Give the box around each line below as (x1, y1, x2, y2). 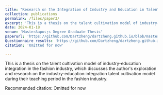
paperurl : (5, 34, 25, 39)
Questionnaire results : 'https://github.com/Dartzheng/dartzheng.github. (5, 39, 158, 43)
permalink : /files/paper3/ (5, 16, 60, 21)
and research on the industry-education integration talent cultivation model (5, 70, 155, 76)
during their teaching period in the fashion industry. (5, 76, 108, 81)
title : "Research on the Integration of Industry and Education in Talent (5, 7, 160, 12)
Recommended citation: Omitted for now (5, 85, 86, 91)
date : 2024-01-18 (5, 25, 40, 30)
